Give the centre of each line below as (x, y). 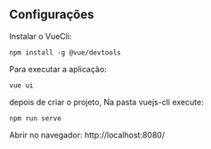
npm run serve (36, 118)
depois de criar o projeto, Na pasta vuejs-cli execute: (106, 102)
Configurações (52, 15)
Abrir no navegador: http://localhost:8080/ (87, 135)
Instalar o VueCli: (41, 36)
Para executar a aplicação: (58, 69)
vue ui (21, 85)
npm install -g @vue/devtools (65, 53)
